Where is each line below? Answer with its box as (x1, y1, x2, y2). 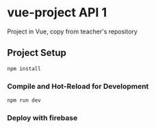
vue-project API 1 (7, 5, 107, 20)
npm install (7, 65, 41, 72)
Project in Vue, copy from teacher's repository (7, 27, 138, 35)
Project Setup (7, 47, 67, 59)
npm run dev (7, 97, 41, 104)
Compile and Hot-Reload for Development (7, 81, 149, 91)
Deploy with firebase (7, 113, 78, 122)
